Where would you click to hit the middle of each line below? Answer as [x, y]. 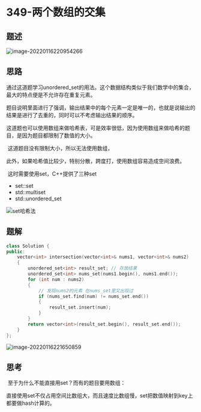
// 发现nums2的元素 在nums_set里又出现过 [86, 291]
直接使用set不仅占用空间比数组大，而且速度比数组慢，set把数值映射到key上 [100, 396]
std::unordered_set [38, 198]
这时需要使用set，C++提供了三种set [52, 174]
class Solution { [28, 246]
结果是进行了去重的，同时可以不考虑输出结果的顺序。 [72, 115]
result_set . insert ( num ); [80, 307]
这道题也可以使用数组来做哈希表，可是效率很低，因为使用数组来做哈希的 [95, 128]
